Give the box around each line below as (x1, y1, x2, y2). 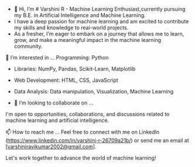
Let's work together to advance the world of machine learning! (5, 155, 156, 161)
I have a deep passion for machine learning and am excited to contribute (13, 18, 189, 25)
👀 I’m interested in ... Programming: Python (5, 54, 109, 61)
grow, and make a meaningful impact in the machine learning (13, 37, 162, 43)
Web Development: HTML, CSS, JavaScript (13, 76, 118, 83)
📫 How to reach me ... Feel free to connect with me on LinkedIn (5, 128, 160, 135)
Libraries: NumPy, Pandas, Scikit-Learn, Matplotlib (13, 65, 136, 72)
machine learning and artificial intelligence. (5, 117, 110, 124)
